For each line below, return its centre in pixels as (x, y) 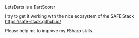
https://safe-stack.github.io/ (33, 21)
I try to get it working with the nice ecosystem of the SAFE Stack (69, 16)
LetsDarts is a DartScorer (30, 7)
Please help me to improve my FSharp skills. (49, 31)
